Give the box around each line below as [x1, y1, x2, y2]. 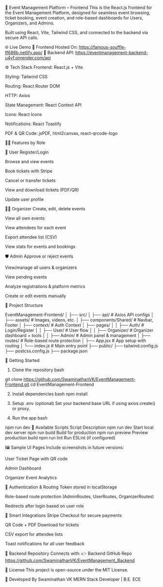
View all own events [5, 215, 45, 221]
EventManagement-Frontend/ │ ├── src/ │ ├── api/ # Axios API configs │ [5, 312, 154, 318]
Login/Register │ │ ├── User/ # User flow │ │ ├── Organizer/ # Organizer [5, 327, 154, 333]
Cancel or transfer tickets [5, 178, 56, 183]
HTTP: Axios [5, 93, 30, 98]
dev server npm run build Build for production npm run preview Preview [5, 430, 148, 436]
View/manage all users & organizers [5, 265, 77, 270]
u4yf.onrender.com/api [5, 55, 51, 60]
